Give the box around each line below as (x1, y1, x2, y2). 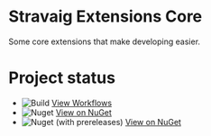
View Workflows (51, 97, 113, 108)
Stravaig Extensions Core (8, 6, 203, 27)
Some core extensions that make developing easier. (8, 36, 200, 47)
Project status (8, 68, 116, 88)
